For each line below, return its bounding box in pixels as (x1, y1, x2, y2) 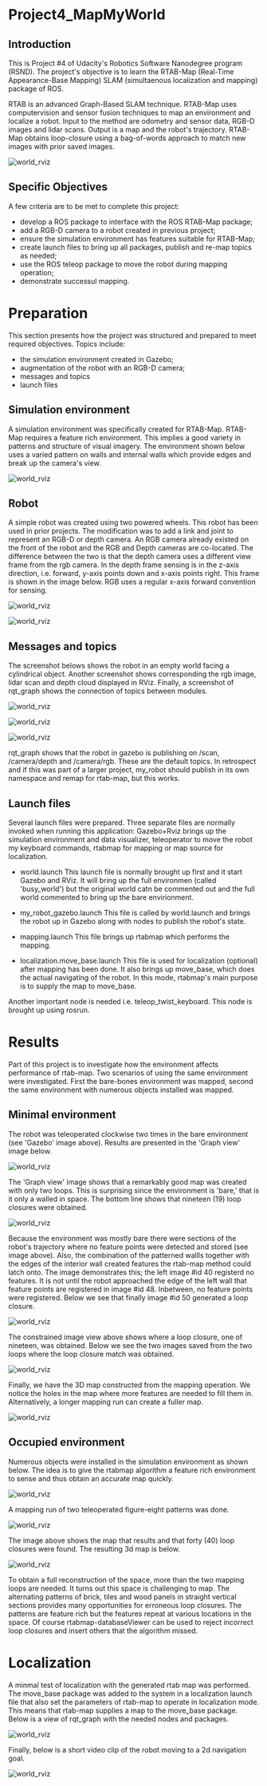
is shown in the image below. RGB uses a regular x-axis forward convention (8, 577, 257, 587)
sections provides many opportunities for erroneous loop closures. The (8, 1600, 242, 1610)
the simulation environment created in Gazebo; (19, 354, 174, 364)
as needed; (19, 250, 57, 260)
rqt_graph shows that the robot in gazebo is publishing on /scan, (8, 748, 220, 758)
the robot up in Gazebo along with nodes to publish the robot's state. (19, 917, 246, 926)
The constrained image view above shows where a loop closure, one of (8, 1332, 243, 1342)
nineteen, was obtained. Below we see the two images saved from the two (8, 1340, 253, 1350)
